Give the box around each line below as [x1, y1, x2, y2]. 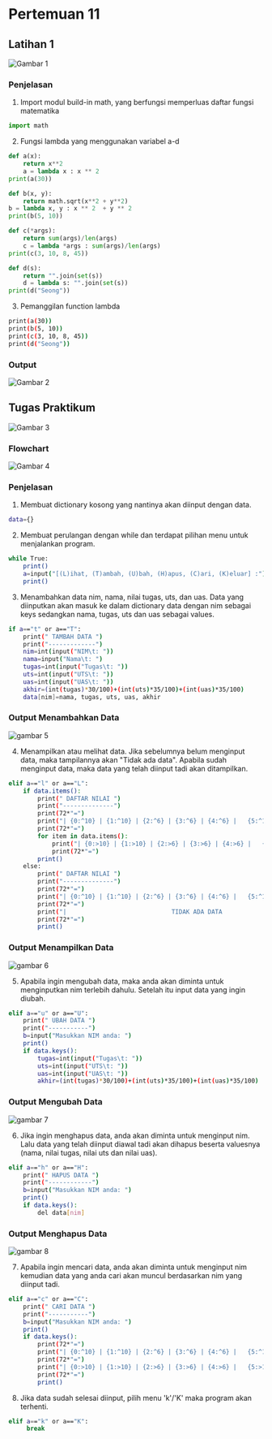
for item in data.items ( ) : [37, 832, 129, 840]
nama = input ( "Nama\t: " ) [23, 655, 104, 663]
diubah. [19, 993, 46, 1003]
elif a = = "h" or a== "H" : [8, 1163, 89, 1172]
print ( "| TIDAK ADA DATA [37, 907, 223, 916]
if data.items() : [23, 787, 82, 795]
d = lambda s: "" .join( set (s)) [23, 279, 129, 287]
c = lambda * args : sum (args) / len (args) [23, 241, 161, 250]
